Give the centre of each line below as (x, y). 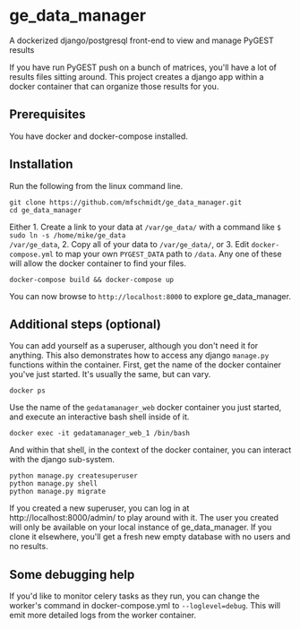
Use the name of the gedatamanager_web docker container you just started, (146, 408)
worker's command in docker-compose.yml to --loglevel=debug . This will (145, 606)
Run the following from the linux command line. (96, 185)
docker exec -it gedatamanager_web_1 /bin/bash (100, 434)
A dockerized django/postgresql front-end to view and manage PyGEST (142, 40)
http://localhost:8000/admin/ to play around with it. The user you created (144, 518)
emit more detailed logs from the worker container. (103, 616)
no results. (29, 547)
